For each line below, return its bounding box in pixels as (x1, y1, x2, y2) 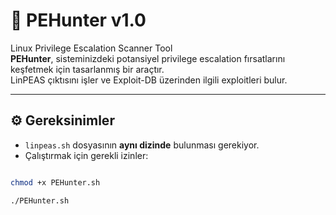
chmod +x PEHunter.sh (10, 177, 101, 188)
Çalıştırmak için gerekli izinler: (24, 149, 149, 161)
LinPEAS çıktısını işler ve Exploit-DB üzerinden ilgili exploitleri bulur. (10, 74, 288, 86)
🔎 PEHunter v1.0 (10, 9, 147, 32)
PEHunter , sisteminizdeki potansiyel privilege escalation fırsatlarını (10, 52, 286, 64)
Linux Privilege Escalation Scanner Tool (10, 42, 173, 54)
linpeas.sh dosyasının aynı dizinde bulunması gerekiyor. (24, 139, 260, 151)
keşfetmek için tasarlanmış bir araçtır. (10, 63, 165, 75)
